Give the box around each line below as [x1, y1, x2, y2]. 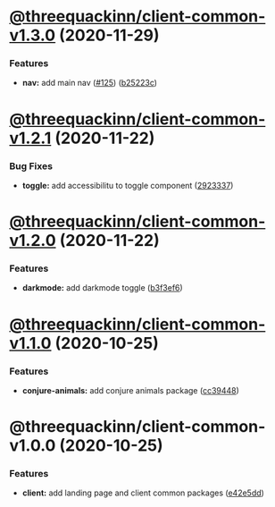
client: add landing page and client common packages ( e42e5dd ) [21, 487, 265, 498]
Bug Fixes [9, 159, 54, 172]
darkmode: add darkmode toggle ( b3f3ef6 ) [21, 283, 183, 293]
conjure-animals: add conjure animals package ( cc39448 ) [21, 384, 239, 395]
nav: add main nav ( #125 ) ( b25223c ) [21, 78, 158, 89]
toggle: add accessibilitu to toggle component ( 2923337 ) [21, 180, 234, 190]
